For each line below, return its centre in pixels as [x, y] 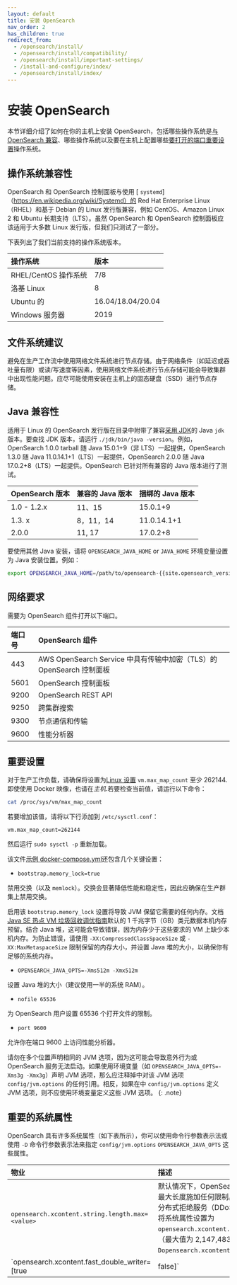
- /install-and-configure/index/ [63, 67]
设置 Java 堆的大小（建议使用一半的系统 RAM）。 [78, 985]
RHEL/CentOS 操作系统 [49, 275]
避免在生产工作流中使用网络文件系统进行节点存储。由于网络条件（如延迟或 [115, 361]
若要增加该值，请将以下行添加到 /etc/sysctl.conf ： [83, 817]
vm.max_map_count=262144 [44, 830]
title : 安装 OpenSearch [41, 21]
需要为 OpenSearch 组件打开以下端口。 [65, 615]
